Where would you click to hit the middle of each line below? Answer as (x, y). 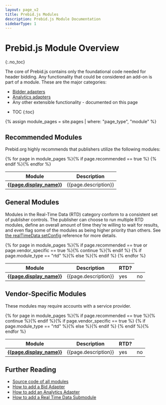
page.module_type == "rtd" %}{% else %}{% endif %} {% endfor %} (76, 255)
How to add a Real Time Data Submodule (54, 398)
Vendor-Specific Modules (46, 294)
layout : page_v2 (22, 10)
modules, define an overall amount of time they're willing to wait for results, (82, 225)
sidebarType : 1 (21, 24)
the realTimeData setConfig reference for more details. (61, 235)
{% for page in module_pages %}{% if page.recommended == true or (76, 245)
